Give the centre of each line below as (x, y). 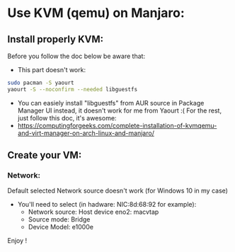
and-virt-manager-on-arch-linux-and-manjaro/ (86, 133)
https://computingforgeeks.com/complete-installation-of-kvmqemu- (117, 125)
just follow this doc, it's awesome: (67, 118)
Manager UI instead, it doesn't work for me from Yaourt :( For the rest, (119, 110)
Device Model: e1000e (61, 227)
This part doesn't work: (52, 70)
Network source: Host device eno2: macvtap (93, 212)
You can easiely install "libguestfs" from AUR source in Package (111, 103)
